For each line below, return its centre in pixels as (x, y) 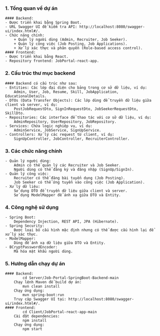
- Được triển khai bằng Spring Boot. (43, 23)
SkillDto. (15, 113)
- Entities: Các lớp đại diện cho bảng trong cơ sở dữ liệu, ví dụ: (76, 88)
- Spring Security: (25, 226)
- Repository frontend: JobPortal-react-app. (52, 61)
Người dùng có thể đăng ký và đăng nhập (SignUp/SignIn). (74, 169)
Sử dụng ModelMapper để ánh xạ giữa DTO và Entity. (67, 195)
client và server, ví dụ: (31, 105)
